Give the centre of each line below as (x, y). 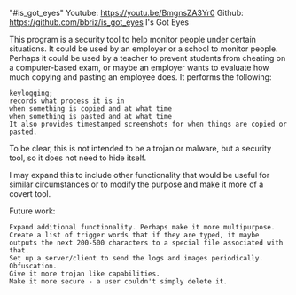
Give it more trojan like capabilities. (85, 274)
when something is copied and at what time (91, 109)
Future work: (32, 211)
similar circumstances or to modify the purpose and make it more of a (136, 184)
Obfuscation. (33, 266)
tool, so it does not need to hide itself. (78, 158)
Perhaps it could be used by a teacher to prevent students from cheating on (148, 58)
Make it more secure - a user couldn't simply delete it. (118, 282)
